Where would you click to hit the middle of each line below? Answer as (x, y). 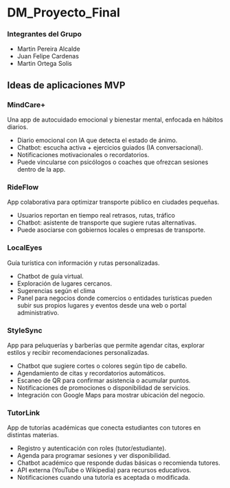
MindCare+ (26, 104)
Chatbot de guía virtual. (50, 276)
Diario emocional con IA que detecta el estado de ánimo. (97, 140)
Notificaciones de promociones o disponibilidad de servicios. (103, 388)
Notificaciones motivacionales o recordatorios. (83, 155)
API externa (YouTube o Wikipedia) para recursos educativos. (104, 470)
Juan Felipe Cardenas (48, 56)
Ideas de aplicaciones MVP (66, 85)
